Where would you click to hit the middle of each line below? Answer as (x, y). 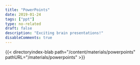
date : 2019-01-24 (23, 14)
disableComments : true (29, 38)
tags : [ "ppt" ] (20, 19)
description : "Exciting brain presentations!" (54, 33)
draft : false (19, 28)
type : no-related (23, 24)
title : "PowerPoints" (28, 10)
